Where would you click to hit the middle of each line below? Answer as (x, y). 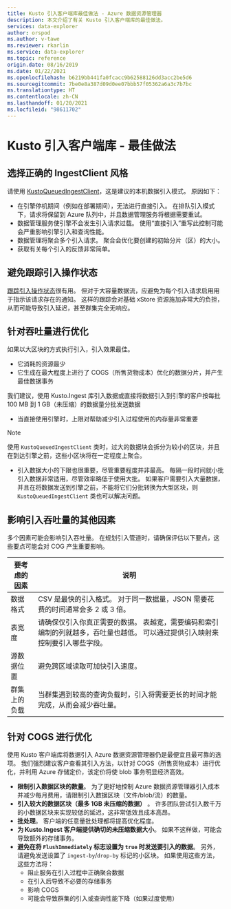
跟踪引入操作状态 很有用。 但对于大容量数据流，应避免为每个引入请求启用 (110, 291)
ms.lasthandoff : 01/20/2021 (47, 103)
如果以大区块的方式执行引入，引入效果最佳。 (70, 349)
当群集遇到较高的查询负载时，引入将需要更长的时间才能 (127, 695)
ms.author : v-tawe (33, 39)
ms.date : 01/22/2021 (37, 71)
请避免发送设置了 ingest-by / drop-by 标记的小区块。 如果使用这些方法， (118, 855)
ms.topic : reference (37, 59)
